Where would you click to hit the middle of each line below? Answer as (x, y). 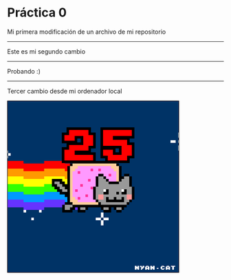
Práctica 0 (37, 13)
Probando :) (24, 71)
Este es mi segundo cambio (46, 51)
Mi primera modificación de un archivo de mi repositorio (87, 32)
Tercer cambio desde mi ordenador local (65, 91)
